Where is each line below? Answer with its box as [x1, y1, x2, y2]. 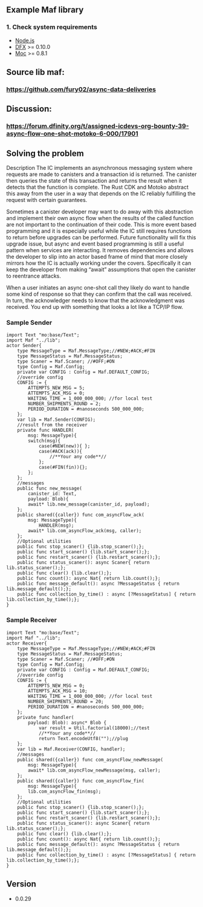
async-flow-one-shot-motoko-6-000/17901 [6, 129, 139, 138]
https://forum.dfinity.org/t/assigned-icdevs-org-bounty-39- [6, 122, 189, 131]
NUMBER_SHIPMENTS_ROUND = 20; [28, 698, 104, 704]
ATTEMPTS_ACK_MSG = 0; [28, 390, 85, 397]
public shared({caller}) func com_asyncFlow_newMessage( [17, 756, 164, 762]
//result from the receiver [17, 422, 88, 428]
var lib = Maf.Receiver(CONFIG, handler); [17, 746, 126, 752]
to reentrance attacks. [6, 272, 62, 280]
